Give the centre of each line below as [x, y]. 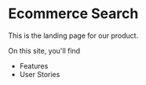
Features [34, 66]
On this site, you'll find [44, 50]
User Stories [40, 74]
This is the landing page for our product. [73, 35]
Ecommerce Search [73, 14]
